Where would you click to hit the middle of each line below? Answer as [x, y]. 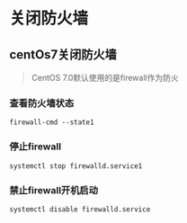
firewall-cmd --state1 [52, 122]
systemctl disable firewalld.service [80, 209]
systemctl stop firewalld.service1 [76, 166]
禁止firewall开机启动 [54, 190]
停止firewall [35, 147]
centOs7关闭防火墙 [63, 54]
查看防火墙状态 [42, 103]
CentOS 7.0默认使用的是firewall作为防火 [105, 78]
